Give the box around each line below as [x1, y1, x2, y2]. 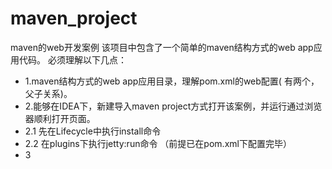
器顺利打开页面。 [24, 112, 96, 124]
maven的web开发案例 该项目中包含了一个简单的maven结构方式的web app [10, 41, 314, 53]
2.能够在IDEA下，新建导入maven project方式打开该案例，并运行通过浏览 [24, 100, 323, 112]
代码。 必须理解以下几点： [18, 53, 127, 66]
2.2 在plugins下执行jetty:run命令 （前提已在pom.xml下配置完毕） [24, 137, 292, 149]
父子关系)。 [24, 87, 73, 99]
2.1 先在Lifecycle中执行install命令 [24, 125, 162, 137]
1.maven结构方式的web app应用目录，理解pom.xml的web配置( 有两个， [24, 75, 320, 87]
